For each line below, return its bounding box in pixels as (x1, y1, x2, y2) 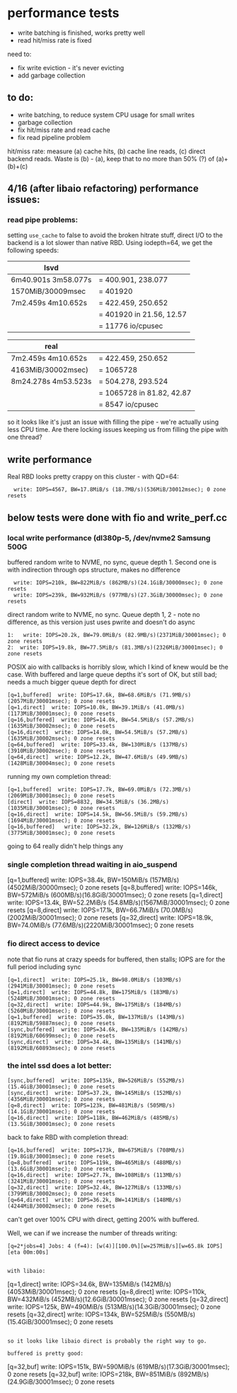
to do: (7, 92, 34, 104)
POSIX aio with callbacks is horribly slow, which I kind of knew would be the (7, 662, 229, 671)
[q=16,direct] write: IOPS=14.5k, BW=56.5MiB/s (7, 811, 154, 818)
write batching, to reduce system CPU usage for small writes (17, 110, 195, 119)
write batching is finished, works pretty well (17, 28, 145, 37)
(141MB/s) (153, 1038, 182, 1045)
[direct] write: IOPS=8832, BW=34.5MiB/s (7, 798, 134, 805)
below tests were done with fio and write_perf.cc (7, 511, 228, 523)
